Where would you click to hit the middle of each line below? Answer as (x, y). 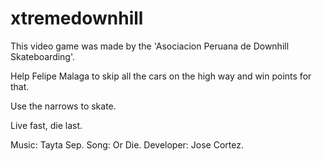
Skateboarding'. (43, 56)
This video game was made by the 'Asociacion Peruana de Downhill (150, 46)
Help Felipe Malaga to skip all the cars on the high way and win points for (161, 76)
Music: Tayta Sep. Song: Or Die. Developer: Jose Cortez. (127, 144)
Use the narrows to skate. (63, 106)
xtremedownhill (77, 18)
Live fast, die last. (46, 125)
